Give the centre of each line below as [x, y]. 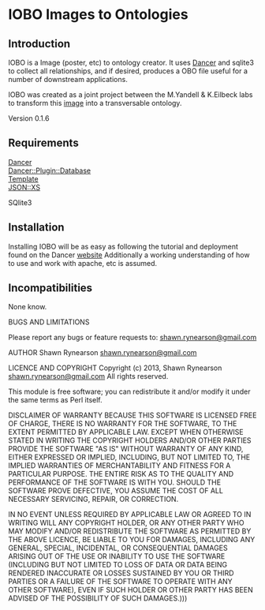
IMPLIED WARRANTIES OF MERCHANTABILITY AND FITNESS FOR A [119, 466]
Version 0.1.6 [29, 118]
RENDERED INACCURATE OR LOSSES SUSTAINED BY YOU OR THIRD [121, 573]
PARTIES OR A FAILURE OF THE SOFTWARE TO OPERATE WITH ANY [120, 582]
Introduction [39, 44]
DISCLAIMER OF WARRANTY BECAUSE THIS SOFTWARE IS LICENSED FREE [132, 415]
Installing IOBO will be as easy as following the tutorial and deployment [123, 246]
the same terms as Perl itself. [55, 400]
